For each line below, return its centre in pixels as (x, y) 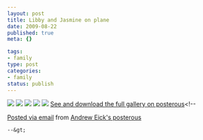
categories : (24, 71)
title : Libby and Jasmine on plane (58, 20)
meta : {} (20, 39)
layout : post (26, 13)
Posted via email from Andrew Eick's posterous (74, 117)
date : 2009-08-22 (32, 26)
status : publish (30, 83)
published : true (30, 33)
